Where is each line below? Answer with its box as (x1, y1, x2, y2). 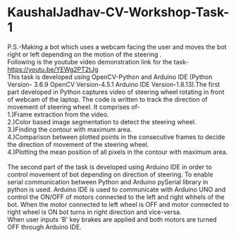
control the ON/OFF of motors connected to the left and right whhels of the (7, 192, 225, 201)
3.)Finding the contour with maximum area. (7, 125, 132, 133)
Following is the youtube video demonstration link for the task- (7, 57, 189, 66)
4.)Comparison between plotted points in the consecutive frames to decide (7, 132, 225, 141)
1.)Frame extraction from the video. (7, 110, 109, 119)
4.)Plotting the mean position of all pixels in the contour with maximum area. (7, 148, 228, 156)
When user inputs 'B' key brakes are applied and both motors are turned (7, 215, 217, 223)
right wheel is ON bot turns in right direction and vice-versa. (7, 208, 182, 216)
